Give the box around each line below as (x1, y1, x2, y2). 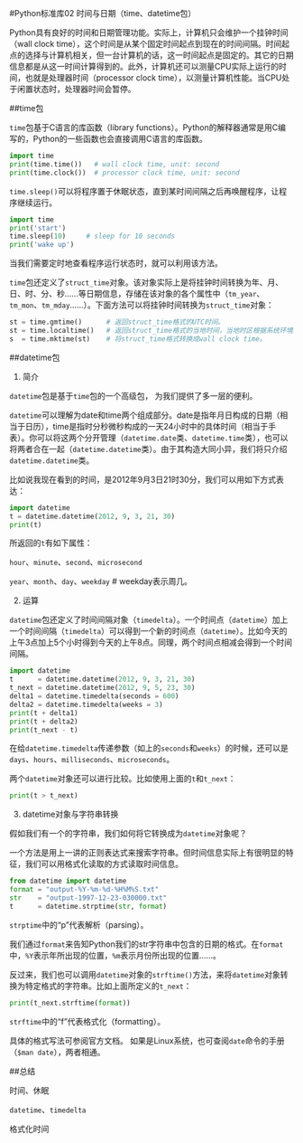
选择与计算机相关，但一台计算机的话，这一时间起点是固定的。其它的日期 (24, 50, 294, 61)
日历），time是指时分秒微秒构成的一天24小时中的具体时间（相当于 (24, 420, 269, 431)
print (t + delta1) (9, 708, 78, 717)
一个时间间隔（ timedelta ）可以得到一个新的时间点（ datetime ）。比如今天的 (9, 626, 288, 637)
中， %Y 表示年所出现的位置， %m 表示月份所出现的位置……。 (9, 949, 221, 960)
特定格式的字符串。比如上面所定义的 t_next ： (24, 980, 192, 991)
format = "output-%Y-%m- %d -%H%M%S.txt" (9, 885, 160, 894)
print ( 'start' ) (9, 223, 67, 232)
